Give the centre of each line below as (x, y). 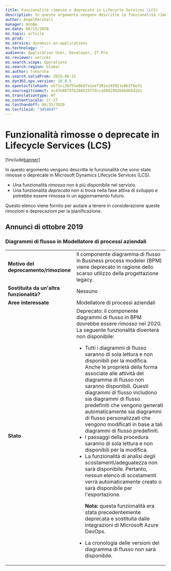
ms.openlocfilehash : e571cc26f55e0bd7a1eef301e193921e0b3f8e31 (74, 86)
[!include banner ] (23, 160)
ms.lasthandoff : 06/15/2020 (35, 105)
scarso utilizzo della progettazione (117, 273)
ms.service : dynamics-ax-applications (46, 43)
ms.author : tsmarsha (27, 72)
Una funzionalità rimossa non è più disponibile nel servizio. (74, 185)
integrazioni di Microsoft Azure (122, 525)
